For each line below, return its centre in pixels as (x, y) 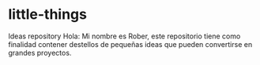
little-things (47, 14)
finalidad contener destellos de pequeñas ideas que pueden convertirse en (130, 44)
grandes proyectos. (40, 52)
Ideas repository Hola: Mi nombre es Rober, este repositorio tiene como (124, 36)
